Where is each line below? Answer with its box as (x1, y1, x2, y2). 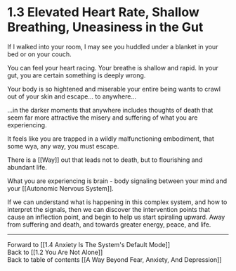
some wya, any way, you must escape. (7, 141, 119, 150)
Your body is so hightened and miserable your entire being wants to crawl (7, 84, 221, 93)
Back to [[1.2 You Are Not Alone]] (7, 248, 103, 256)
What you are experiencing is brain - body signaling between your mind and (7, 177, 228, 185)
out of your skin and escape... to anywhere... (7, 92, 137, 101)
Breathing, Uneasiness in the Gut (7, 19, 204, 35)
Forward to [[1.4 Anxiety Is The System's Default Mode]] (7, 240, 171, 248)
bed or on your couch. (7, 50, 72, 58)
